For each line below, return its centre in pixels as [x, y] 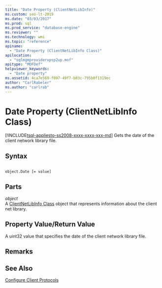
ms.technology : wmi [25, 37]
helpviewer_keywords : [27, 69]
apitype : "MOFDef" [24, 64]
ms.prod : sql [18, 23]
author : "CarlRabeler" [28, 82]
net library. [16, 209]
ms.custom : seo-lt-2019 [29, 14]
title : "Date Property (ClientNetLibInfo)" [50, 10]
